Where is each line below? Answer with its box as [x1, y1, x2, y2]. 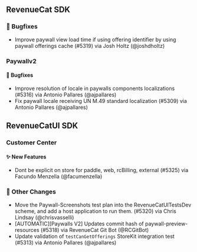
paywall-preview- [145, 220, 188, 227]
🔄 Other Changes [6, 188, 56, 196]
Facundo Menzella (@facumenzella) [14, 173, 103, 180]
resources [14, 226, 40, 233]
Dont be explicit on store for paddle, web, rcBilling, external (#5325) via [14, 167, 189, 174]
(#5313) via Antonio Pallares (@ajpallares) [14, 239, 117, 246]
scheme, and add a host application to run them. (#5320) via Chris [14, 207, 177, 215]
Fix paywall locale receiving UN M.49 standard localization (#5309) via [14, 97, 188, 104]
